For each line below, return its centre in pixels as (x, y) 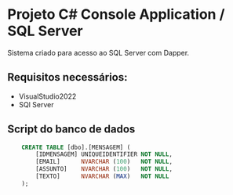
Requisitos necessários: (67, 77)
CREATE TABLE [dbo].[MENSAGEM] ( (76, 147)
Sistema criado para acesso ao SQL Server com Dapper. (98, 52)
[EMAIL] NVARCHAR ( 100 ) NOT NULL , (104, 162)
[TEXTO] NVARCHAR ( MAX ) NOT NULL (102, 177)
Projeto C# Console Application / (116, 14)
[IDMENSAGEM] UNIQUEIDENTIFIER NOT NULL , (104, 154)
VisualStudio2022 (47, 96)
